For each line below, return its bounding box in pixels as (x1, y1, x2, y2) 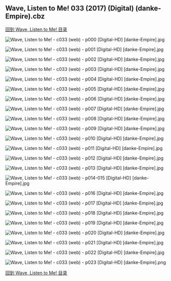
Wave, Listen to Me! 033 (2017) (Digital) (5, 4, 134, 13)
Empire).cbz (5, 12, 45, 21)
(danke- (135, 4, 162, 13)
